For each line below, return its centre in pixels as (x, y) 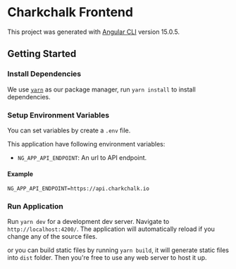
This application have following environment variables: (86, 144)
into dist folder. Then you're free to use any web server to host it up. (107, 258)
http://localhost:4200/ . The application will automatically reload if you (111, 229)
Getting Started (42, 54)
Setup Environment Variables (58, 115)
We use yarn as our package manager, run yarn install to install (101, 89)
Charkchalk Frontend (70, 12)
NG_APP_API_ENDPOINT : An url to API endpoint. (82, 157)
